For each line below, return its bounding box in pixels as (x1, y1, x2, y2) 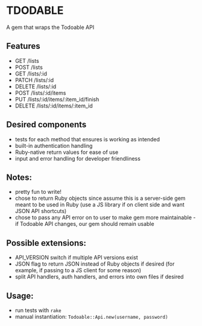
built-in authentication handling (14, 142, 93, 149)
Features (6, 41, 40, 51)
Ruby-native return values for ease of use (14, 149, 119, 156)
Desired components (6, 120, 87, 130)
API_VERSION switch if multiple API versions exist (14, 254, 138, 261)
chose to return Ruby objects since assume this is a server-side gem (14, 194, 186, 202)
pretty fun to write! (14, 188, 62, 196)
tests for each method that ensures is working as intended (14, 135, 160, 142)
